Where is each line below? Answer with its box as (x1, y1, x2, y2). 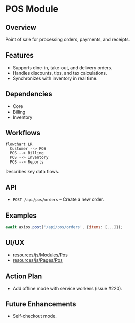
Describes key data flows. (5, 169, 60, 175)
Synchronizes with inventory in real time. (12, 75, 98, 81)
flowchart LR (5, 142, 33, 147)
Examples (5, 211, 37, 220)
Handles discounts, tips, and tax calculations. (12, 70, 107, 76)
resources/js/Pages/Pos (12, 257, 63, 263)
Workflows (5, 129, 40, 137)
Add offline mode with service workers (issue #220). (12, 285, 123, 291)
